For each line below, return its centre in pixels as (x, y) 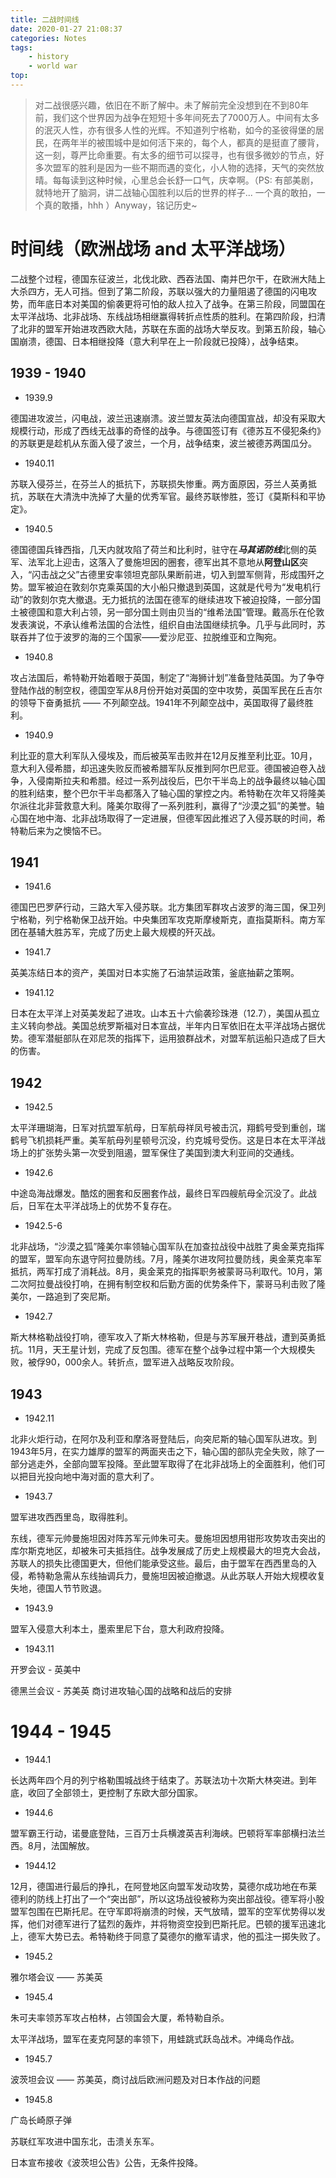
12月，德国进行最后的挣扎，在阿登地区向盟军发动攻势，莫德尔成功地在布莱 (164, 1886)
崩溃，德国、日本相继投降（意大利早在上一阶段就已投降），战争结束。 (161, 341)
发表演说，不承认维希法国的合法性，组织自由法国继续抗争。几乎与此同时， (163, 624)
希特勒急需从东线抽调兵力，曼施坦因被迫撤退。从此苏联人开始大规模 (167, 1576)
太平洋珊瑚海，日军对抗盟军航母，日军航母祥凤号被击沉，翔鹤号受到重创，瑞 (168, 1128)
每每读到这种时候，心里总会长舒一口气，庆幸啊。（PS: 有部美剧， (185, 180)
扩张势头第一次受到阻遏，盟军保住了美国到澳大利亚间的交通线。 (168, 1153)
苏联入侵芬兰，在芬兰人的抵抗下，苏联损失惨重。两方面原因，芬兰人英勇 (159, 483)
